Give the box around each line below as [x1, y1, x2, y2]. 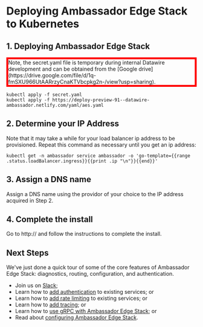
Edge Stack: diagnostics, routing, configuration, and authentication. [6, 270, 174, 278]
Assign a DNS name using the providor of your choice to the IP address [6, 190, 184, 197]
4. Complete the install [6, 214, 94, 224]
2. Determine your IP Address [6, 119, 120, 129]
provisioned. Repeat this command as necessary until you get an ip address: [6, 141, 196, 148]
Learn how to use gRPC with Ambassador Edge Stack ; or [14, 308, 157, 315]
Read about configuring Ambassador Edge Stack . [14, 314, 138, 321]
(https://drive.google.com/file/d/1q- [8, 72, 97, 79]
